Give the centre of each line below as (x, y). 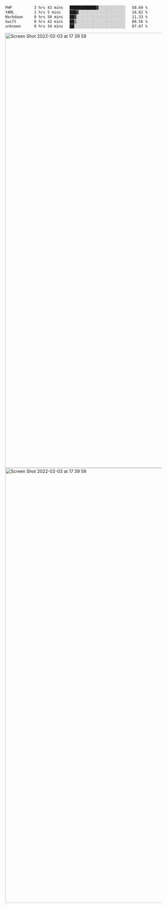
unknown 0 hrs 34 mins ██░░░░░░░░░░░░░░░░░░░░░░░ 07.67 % (77, 26)
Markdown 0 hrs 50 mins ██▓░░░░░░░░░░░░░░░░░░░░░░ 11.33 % (77, 17)
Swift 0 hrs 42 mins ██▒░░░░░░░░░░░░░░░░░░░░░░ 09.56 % (77, 21)
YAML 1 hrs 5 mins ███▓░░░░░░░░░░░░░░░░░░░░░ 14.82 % (77, 12)
